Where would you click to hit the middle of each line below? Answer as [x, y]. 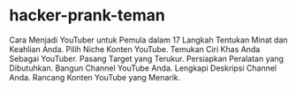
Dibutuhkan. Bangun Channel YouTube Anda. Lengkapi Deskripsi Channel [143, 68]
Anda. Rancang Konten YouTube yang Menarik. [95, 77]
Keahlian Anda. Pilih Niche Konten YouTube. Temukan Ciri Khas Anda [135, 49]
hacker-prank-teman [87, 15]
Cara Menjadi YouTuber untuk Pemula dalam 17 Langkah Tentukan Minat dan [149, 40]
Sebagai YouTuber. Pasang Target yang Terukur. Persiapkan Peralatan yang [147, 58]
